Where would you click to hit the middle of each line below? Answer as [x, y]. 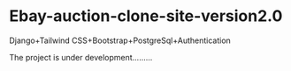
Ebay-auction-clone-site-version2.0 [146, 16]
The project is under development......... [81, 57]
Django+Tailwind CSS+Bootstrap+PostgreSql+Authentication [120, 40]
